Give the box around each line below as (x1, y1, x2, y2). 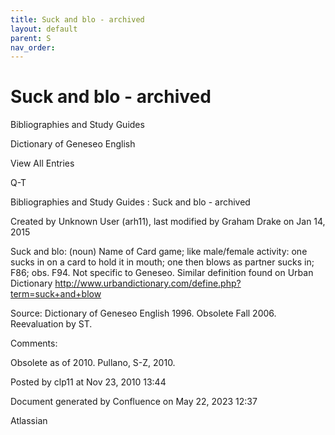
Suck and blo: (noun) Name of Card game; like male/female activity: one (10, 246, 308, 258)
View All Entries (10, 157, 75, 170)
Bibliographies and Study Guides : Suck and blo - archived (10, 196, 251, 208)
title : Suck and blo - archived (10, 14, 145, 25)
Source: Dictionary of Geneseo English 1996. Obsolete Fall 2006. (10, 307, 277, 320)
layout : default (10, 24, 78, 34)
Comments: (10, 337, 58, 350)
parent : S (10, 33, 52, 43)
